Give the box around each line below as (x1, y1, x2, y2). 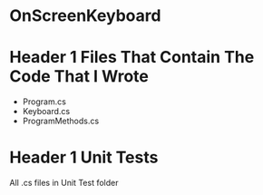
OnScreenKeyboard (9, 5, 161, 26)
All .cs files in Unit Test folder (9, 178, 119, 189)
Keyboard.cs (22, 106, 71, 117)
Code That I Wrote (9, 66, 150, 87)
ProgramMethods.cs (22, 115, 100, 127)
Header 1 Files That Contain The (9, 47, 255, 68)
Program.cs (22, 96, 66, 107)
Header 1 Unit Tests (9, 147, 159, 168)
